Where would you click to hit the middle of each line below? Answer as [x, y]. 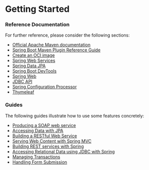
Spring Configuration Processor [44, 87]
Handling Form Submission [40, 162]
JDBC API [22, 82]
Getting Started [37, 9]
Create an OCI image [34, 55]
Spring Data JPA [29, 66]
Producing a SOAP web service [44, 125]
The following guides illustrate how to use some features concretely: [75, 116]
